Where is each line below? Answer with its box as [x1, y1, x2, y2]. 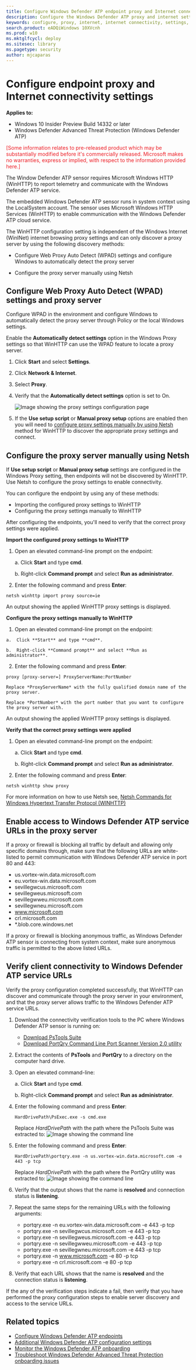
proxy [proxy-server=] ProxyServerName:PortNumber [6, 674, 132, 680]
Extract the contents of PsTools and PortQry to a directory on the [14, 1051, 172, 1058]
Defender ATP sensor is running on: [14, 1022, 101, 1030]
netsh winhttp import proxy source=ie [6, 593, 100, 599]
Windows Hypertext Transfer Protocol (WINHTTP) [6, 800, 127, 807]
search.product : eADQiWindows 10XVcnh [6, 25, 100, 31]
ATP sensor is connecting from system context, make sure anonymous [6, 938, 176, 945]
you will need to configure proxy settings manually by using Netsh [14, 421, 174, 428]
